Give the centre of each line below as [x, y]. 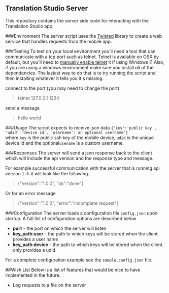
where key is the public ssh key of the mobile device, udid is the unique [79, 138]
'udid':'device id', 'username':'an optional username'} [67, 132]
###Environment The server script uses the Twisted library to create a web [84, 36]
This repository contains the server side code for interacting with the [77, 20]
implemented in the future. [33, 275]
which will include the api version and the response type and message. [79, 158]
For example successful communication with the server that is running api [82, 168]
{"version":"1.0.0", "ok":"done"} [50, 183]
